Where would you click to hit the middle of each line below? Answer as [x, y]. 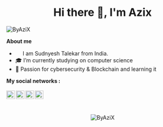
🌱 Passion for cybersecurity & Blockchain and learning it [86, 69]
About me [19, 41]
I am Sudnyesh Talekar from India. [65, 53]
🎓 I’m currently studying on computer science [74, 60]
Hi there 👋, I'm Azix [103, 13]
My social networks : [34, 81]
